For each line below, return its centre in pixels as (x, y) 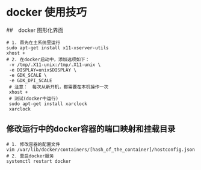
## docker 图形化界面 (35, 30)
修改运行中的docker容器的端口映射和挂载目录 (91, 129)
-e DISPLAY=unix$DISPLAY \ (43, 70)
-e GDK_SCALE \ (28, 75)
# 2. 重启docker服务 (30, 156)
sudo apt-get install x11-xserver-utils (58, 48)
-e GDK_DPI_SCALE (30, 80)
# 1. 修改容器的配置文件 (33, 144)
